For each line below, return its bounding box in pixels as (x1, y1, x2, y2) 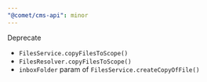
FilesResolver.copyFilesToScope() (18, 58, 132, 66)
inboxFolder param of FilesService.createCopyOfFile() (18, 64, 200, 74)
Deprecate (7, 33, 42, 42)
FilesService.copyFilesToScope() (18, 49, 129, 57)
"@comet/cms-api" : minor (7, 11, 89, 20)
